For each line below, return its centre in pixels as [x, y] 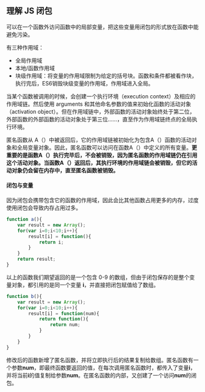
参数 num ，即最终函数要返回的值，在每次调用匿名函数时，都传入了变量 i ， [104, 368]
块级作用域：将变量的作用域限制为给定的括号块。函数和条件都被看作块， [106, 76]
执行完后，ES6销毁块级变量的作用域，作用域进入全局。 [84, 83]
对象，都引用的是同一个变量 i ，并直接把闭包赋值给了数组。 [85, 285]
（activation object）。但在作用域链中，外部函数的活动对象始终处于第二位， [101, 111]
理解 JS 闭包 [29, 11]
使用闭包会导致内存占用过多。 [44, 208]
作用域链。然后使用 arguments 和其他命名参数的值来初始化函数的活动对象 [99, 104]
